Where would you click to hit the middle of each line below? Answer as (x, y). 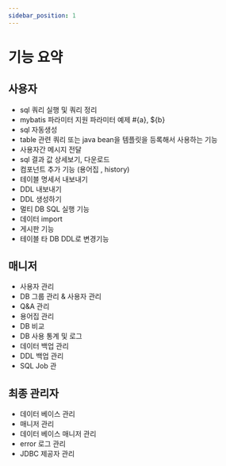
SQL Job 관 (38, 366)
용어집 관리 (37, 316)
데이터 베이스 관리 (47, 414)
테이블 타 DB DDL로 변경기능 (64, 238)
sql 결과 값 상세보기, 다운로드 (65, 159)
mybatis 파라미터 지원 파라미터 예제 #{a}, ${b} (92, 119)
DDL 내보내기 (40, 189)
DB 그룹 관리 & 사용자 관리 (60, 297)
